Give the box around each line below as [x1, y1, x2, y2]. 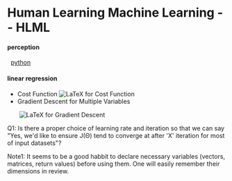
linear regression [7, 74, 58, 83]
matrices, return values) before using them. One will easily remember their [7, 160, 220, 168]
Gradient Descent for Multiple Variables [17, 97, 131, 105]
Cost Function [17, 89, 58, 98]
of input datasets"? [7, 139, 62, 147]
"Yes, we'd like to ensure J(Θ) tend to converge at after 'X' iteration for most [7, 131, 225, 139]
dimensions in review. [7, 166, 69, 175]
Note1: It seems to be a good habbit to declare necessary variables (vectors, [7, 152, 226, 160]
